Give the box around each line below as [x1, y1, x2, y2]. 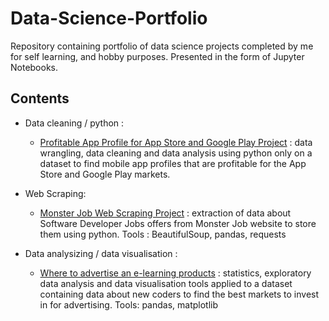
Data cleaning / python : [24, 117, 125, 129]
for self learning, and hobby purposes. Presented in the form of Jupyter [10, 50, 305, 62]
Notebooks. [10, 61, 59, 73]
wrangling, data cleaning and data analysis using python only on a [39, 147, 313, 159]
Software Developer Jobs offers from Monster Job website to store [39, 217, 317, 229]
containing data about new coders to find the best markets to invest [39, 288, 320, 300]
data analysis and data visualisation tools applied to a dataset [39, 277, 293, 289]
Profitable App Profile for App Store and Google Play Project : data [39, 136, 313, 148]
